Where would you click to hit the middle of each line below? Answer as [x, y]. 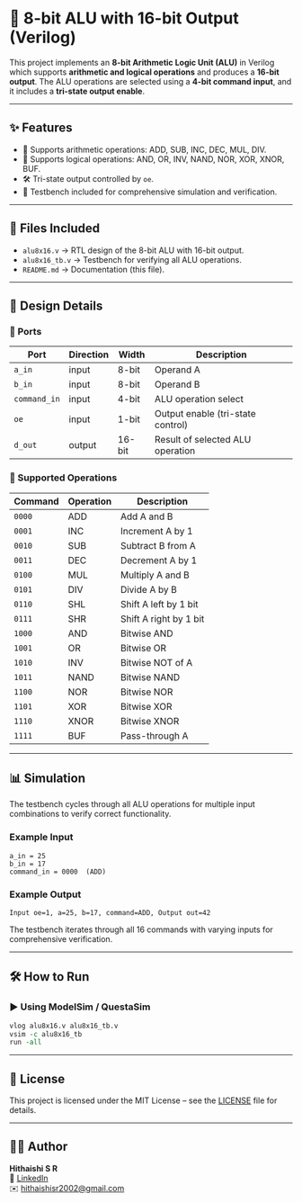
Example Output [45, 894]
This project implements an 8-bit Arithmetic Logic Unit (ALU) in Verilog [142, 62]
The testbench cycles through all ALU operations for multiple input [133, 804]
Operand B [177, 384]
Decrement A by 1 [159, 560]
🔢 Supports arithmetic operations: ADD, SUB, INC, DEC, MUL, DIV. [144, 149]
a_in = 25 [28, 856]
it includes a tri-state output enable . [77, 91]
